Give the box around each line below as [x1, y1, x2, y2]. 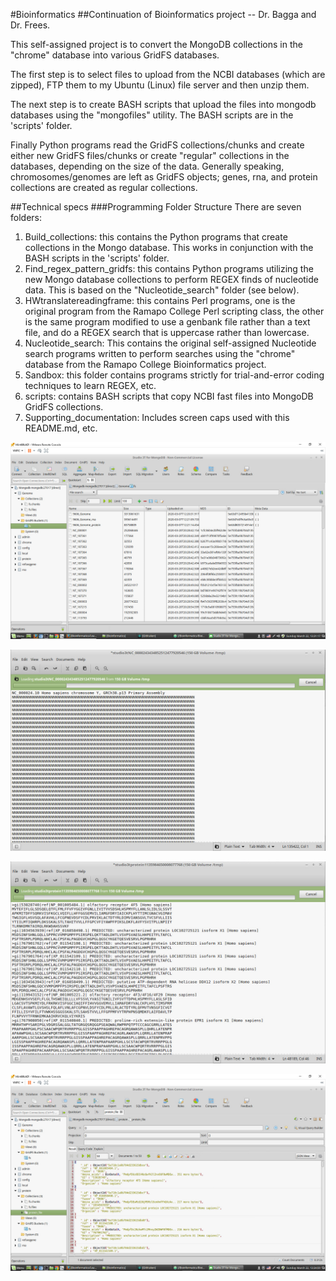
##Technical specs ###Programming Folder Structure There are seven [10, 201, 302, 213]
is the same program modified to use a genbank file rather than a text [24, 316, 311, 328]
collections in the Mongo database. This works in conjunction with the [24, 242, 314, 253]
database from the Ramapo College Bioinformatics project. [24, 359, 267, 370]
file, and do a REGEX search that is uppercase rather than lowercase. [24, 327, 310, 338]
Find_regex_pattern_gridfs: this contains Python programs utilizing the [24, 263, 314, 274]
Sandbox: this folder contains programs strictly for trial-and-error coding [24, 369, 325, 381]
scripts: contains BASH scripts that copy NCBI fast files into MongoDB [24, 390, 314, 402]
